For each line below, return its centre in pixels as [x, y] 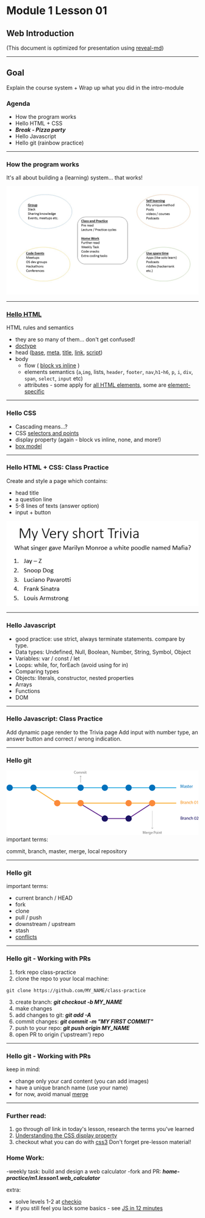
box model [28, 446]
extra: [14, 1190]
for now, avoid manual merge [52, 1094]
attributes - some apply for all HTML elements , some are [95, 385]
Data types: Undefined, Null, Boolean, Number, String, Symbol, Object [103, 652]
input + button [33, 512]
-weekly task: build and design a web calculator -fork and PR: [84, 1171]
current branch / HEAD [44, 898]
